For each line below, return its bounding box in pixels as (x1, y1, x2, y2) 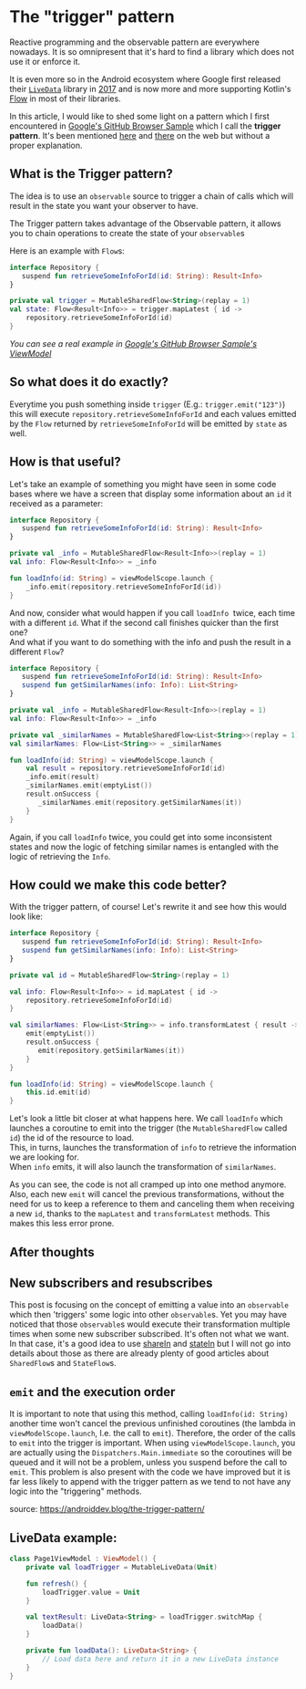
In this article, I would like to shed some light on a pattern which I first (9, 110, 270, 121)
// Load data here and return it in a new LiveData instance (42, 1654, 280, 1663)
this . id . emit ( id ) (25, 1088, 92, 1097)
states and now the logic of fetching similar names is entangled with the (9, 841, 280, 852)
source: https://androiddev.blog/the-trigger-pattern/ (9, 1504, 205, 1515)
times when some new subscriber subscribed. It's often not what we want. (9, 1329, 290, 1340)
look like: (9, 911, 44, 923)
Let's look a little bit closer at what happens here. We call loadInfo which (9, 1113, 283, 1124)
